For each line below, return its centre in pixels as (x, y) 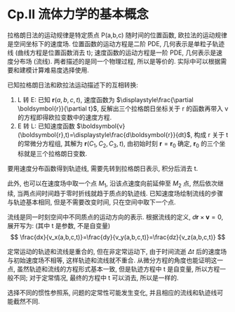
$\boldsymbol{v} (101, 126)
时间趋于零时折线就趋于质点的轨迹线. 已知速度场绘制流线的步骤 (132, 193)
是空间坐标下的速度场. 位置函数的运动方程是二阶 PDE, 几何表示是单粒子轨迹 (116, 43)
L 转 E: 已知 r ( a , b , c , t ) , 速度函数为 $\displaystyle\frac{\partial (106, 99)
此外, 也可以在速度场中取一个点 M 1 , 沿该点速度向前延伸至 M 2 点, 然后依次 (112, 184)
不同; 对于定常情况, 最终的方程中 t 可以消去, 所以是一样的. (96, 278)
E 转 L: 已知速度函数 (46, 126)
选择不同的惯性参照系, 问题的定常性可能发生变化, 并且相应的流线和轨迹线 (112, 292)
